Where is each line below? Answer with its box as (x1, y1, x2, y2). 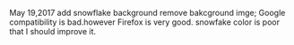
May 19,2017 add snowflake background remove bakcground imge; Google (9, 8, 286, 18)
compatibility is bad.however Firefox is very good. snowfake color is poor (9, 17, 281, 27)
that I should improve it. (9, 26, 97, 36)
